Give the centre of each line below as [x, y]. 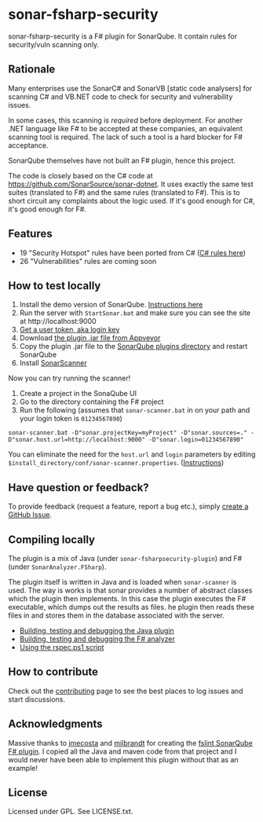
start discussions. [37, 699]
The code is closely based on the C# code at [80, 175]
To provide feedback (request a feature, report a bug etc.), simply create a [128, 506]
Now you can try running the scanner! [69, 378]
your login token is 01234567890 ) [71, 419]
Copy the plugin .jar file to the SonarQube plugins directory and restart [133, 347]
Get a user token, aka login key [69, 330]
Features [30, 234]
